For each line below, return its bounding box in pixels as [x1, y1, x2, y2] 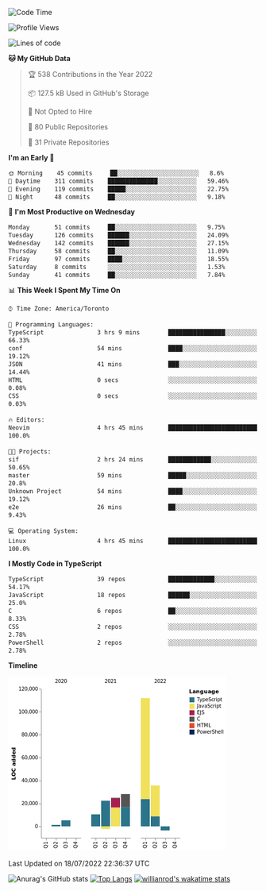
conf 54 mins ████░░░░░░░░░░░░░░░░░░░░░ [8, 345, 258, 353]
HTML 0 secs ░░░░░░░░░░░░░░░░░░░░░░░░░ [8, 376, 258, 384]
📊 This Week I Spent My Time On [8, 286, 121, 295]
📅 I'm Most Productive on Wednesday [8, 207, 135, 216]
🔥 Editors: [8, 416, 45, 424]
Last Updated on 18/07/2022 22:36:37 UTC [8, 858, 150, 868]
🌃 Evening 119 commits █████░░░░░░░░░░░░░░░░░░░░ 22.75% [8, 185, 229, 193]
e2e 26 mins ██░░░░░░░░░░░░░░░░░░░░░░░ [8, 503, 258, 511]
